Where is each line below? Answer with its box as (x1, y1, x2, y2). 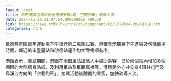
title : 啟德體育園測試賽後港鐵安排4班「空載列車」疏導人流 (5, 12, 115, 17)
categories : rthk (5, 26, 42, 31)
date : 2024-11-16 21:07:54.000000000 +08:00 (5, 17, 101, 22)
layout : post (5, 7, 33, 13)
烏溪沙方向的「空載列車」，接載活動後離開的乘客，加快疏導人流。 (5, 70, 141, 76)
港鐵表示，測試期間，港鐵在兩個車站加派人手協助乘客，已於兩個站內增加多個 (5, 58, 166, 64)
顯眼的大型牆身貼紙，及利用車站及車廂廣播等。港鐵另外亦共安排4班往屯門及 (5, 64, 164, 70)
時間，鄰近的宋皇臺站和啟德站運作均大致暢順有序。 (5, 47, 112, 53)
